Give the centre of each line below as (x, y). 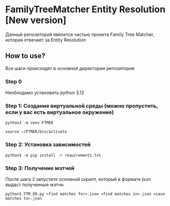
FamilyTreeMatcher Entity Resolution (85, 9)
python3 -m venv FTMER (29, 123)
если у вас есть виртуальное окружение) (60, 112)
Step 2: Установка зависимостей (48, 145)
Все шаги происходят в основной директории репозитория (70, 68)
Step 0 (13, 81)
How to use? (25, 56)
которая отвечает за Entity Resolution (46, 40)
